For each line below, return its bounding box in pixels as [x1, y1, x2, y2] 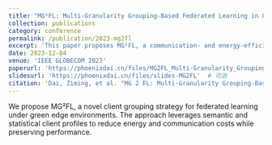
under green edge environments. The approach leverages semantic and [8, 110, 249, 119]
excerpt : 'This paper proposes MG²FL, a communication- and [8, 42, 216, 50]
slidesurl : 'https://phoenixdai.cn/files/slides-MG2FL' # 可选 [8, 72, 227, 80]
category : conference [8, 27, 82, 35]
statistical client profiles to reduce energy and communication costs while [8, 118, 254, 128]
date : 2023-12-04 [8, 49, 67, 57]
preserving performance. [8, 126, 92, 137]
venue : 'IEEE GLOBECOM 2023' [8, 57, 107, 65]
